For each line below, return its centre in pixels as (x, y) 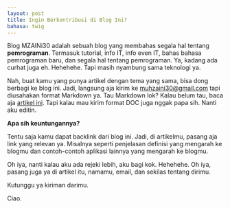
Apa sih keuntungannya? (44, 124)
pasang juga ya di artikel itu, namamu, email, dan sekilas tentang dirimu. (109, 172)
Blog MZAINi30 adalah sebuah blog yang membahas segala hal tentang (108, 46)
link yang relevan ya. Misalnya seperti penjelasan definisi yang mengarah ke (115, 144)
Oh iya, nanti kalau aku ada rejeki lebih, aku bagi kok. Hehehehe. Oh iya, (109, 165)
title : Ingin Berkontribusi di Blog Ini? (67, 20)
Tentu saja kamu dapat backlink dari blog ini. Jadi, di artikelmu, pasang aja (112, 137)
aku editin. (22, 110)
